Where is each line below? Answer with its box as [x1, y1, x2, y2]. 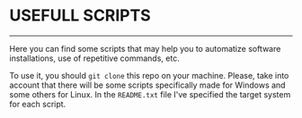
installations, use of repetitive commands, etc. [9, 53, 180, 63]
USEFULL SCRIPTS [9, 5, 151, 26]
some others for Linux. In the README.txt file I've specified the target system [9, 88, 291, 99]
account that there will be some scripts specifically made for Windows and [9, 80, 286, 90]
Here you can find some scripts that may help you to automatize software [9, 43, 281, 54]
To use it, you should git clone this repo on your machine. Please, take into [9, 70, 289, 80]
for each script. [9, 98, 67, 109]
